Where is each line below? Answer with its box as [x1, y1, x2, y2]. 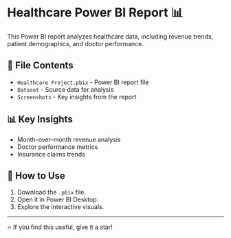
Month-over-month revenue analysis [16, 135, 121, 143]
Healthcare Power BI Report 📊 [7, 5, 184, 21]
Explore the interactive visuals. [16, 203, 104, 211]
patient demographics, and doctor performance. [7, 39, 144, 48]
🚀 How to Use [7, 170, 65, 181]
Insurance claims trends [16, 150, 86, 158]
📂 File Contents [7, 59, 74, 72]
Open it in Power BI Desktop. [16, 195, 99, 204]
